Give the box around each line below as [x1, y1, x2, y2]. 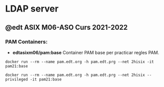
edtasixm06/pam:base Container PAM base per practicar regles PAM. [12, 49, 159, 55]
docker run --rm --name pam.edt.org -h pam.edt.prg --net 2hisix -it [5, 59, 154, 64]
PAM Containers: [5, 38, 48, 45]
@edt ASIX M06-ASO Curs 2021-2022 [5, 23, 128, 32]
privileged [5, 76, 28, 82]
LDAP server [5, 3, 59, 15]
